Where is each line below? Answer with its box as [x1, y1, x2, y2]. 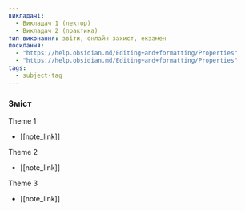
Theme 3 [8, 178, 38, 188]
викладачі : [8, 11, 45, 20]
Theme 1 [8, 116, 37, 125]
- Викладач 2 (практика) [15, 26, 98, 34]
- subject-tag [15, 71, 62, 79]
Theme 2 [8, 147, 38, 156]
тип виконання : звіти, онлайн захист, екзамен [8, 34, 167, 43]
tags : [8, 64, 26, 72]
